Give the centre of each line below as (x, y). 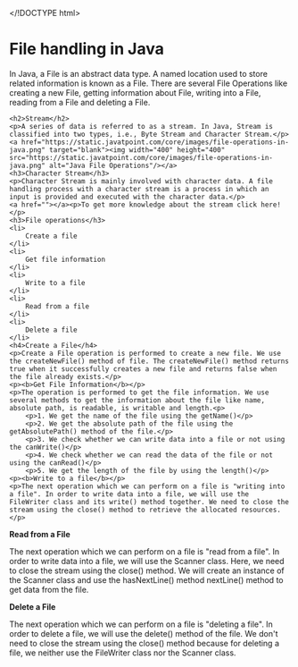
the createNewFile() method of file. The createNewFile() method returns (149, 361)
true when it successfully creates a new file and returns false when (143, 369)
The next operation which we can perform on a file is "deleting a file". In (141, 624)
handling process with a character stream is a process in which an (139, 189)
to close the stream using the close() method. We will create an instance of (147, 570)
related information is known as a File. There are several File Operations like (149, 83)
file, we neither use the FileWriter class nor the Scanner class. (123, 653)
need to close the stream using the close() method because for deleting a (144, 643)
